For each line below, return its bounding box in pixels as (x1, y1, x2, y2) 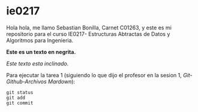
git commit (6, 100, 34, 106)
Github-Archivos (6, 78, 47, 85)
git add (6, 95, 26, 101)
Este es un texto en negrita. (6, 48, 76, 55)
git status (6, 89, 34, 95)
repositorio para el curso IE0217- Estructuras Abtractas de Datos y (6, 30, 170, 37)
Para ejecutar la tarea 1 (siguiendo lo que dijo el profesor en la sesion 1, (6, 71, 182, 78)
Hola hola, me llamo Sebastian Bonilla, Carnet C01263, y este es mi (6, 24, 172, 31)
